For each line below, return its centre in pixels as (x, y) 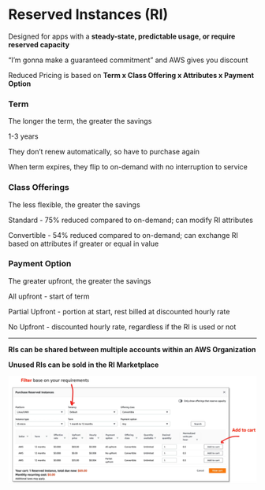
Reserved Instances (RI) (88, 15)
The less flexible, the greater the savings (74, 204)
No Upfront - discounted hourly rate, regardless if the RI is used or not (122, 327)
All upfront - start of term (49, 296)
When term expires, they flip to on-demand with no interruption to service (128, 167)
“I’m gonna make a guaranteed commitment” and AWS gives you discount (128, 60)
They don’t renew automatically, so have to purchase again (104, 152)
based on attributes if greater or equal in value (84, 243)
